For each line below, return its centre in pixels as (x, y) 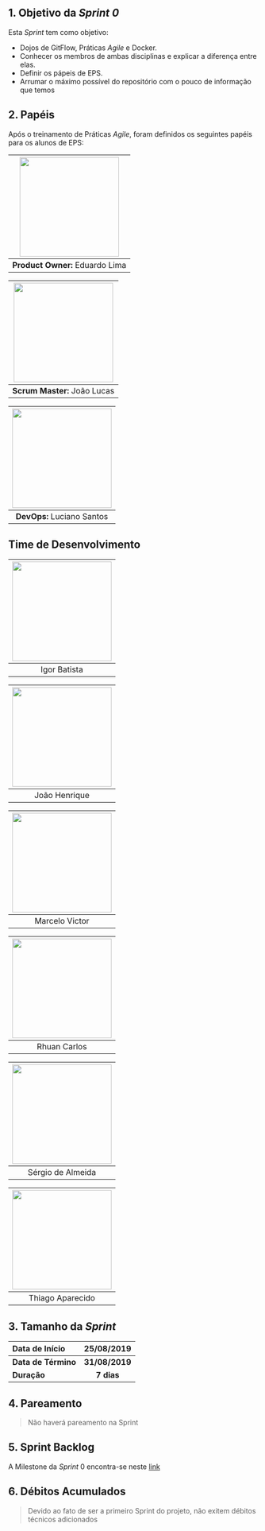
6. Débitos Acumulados (67, 1492)
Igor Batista (62, 669)
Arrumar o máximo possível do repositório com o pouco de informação (135, 81)
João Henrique (62, 796)
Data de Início (39, 1349)
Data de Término (44, 1362)
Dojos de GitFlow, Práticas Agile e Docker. (88, 48)
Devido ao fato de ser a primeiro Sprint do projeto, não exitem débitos (142, 1510)
